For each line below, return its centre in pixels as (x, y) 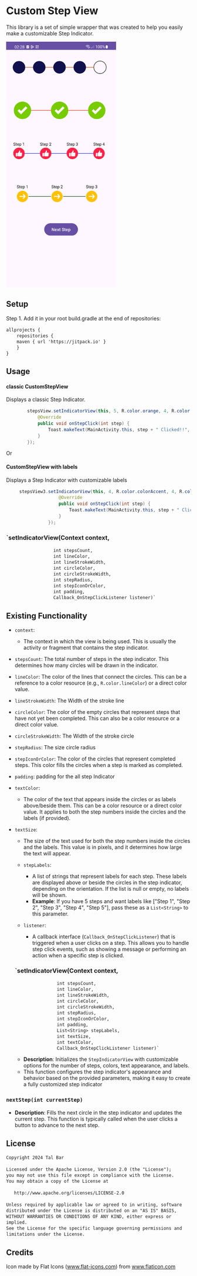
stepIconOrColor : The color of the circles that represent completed (95, 759)
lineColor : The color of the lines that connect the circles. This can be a (100, 676)
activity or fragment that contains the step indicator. (86, 647)
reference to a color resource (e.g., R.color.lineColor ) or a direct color (101, 683)
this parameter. (50, 914)
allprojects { (23, 330)
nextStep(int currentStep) (45, 1100)
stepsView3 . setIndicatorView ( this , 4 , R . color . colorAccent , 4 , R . (102, 491)
